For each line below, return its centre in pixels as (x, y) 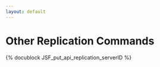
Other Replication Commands (80, 41)
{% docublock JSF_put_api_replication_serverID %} (69, 58)
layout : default (26, 12)
